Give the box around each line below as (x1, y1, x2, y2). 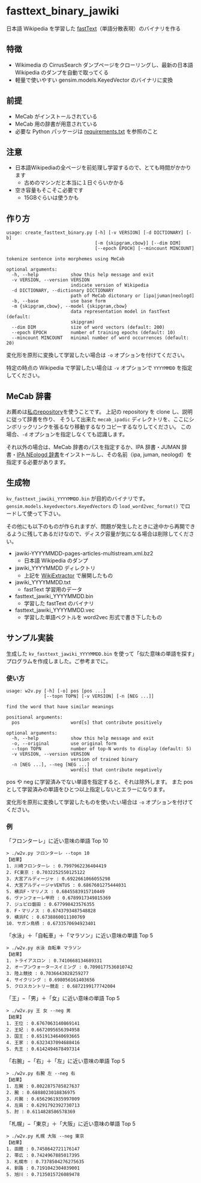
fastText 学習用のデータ (23, 585, 83, 593)
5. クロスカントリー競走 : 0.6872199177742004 (6, 983, 116, 989)
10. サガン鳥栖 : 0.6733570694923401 (6, 921, 96, 927)
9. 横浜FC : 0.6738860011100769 (6, 914, 85, 920)
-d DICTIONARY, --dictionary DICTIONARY (11, 287, 114, 294)
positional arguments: (6, 714, 63, 720)
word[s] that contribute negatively (70, 766, 163, 773)
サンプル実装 (6, 633, 54, 643)
